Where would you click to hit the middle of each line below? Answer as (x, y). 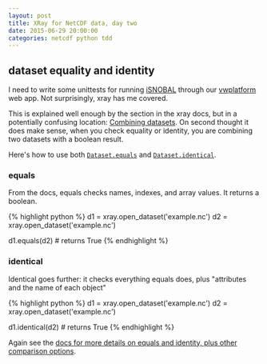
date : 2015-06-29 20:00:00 (53, 30)
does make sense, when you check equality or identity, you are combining (131, 131)
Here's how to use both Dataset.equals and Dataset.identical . (112, 155)
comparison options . (42, 351)
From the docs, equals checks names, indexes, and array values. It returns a (134, 193)
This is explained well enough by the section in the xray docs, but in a (123, 114)
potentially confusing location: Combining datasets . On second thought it (129, 122)
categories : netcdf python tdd (60, 38)
